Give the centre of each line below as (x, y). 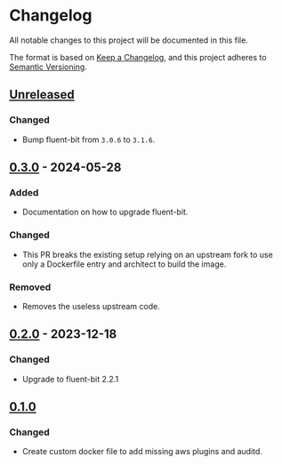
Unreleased (42, 95)
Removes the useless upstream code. (91, 306)
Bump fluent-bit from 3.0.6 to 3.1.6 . (89, 140)
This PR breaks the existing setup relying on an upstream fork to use (147, 254)
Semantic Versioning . (48, 67)
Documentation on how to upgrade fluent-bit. (105, 212)
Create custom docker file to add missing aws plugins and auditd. (142, 452)
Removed (30, 287)
